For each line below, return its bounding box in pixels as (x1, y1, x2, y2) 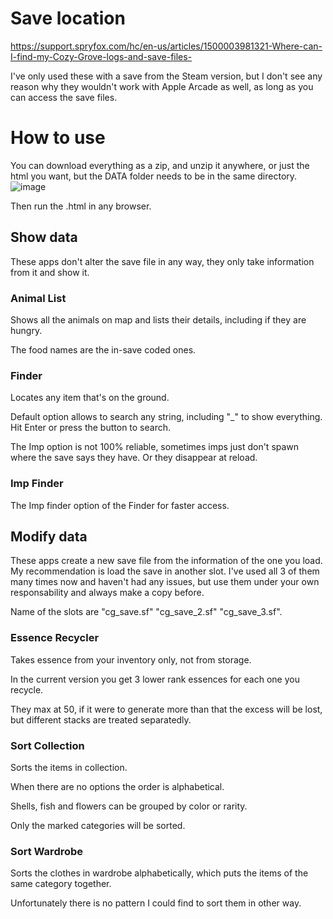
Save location (10, 7, 126, 30)
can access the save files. (10, 91, 118, 103)
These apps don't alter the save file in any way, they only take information (10, 255, 315, 267)
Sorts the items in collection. (10, 761, 128, 773)
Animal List (10, 291, 67, 305)
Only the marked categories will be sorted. (10, 819, 186, 831)
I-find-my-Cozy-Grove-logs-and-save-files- (10, 50, 193, 62)
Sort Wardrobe (10, 844, 84, 858)
